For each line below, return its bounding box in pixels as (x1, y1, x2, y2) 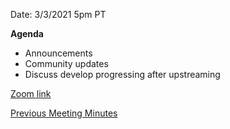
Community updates (24, 58, 109, 69)
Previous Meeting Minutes (10, 107, 118, 119)
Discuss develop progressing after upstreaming (24, 69, 221, 80)
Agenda (10, 28, 44, 39)
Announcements (24, 47, 93, 59)
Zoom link (10, 88, 52, 99)
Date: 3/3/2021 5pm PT (10, 9, 107, 20)
